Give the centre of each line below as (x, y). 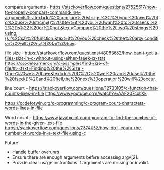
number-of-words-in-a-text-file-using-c (46, 133)
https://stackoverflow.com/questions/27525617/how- (104, 7)
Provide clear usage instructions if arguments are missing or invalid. (81, 162)
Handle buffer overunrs (36, 152)
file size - (14, 53)
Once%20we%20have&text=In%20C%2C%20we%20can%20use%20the (80, 74)
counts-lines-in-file (24, 93)
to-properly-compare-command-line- (43, 12)
